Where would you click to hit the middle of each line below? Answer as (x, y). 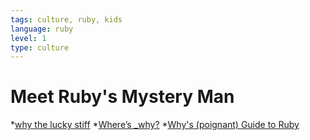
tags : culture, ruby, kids (66, 19)
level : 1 (28, 38)
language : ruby (42, 29)
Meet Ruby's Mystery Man (122, 97)
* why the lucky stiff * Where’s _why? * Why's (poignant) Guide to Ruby (155, 125)
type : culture (40, 47)
